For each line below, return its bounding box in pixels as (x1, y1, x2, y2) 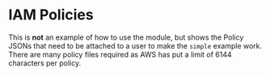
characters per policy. (8, 58, 82, 68)
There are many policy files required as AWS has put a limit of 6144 (8, 49, 232, 59)
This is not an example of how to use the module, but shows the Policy (8, 32, 244, 42)
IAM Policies (8, 6, 95, 24)
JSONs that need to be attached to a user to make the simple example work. (8, 40, 263, 50)
